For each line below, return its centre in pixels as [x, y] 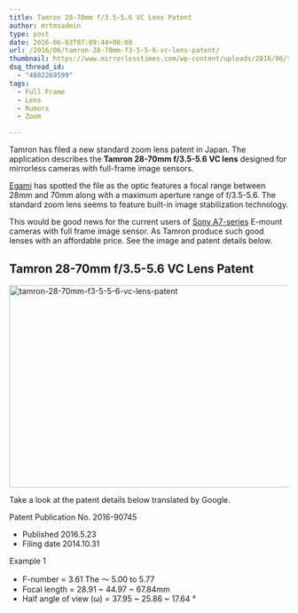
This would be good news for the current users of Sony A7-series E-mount [146, 222]
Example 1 [27, 561]
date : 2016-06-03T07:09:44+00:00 [71, 42]
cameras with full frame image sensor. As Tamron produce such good [137, 231]
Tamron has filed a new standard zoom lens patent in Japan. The [128, 150]
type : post [29, 34]
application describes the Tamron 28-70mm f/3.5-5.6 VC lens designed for [148, 159]
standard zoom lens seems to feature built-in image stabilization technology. [149, 204]
